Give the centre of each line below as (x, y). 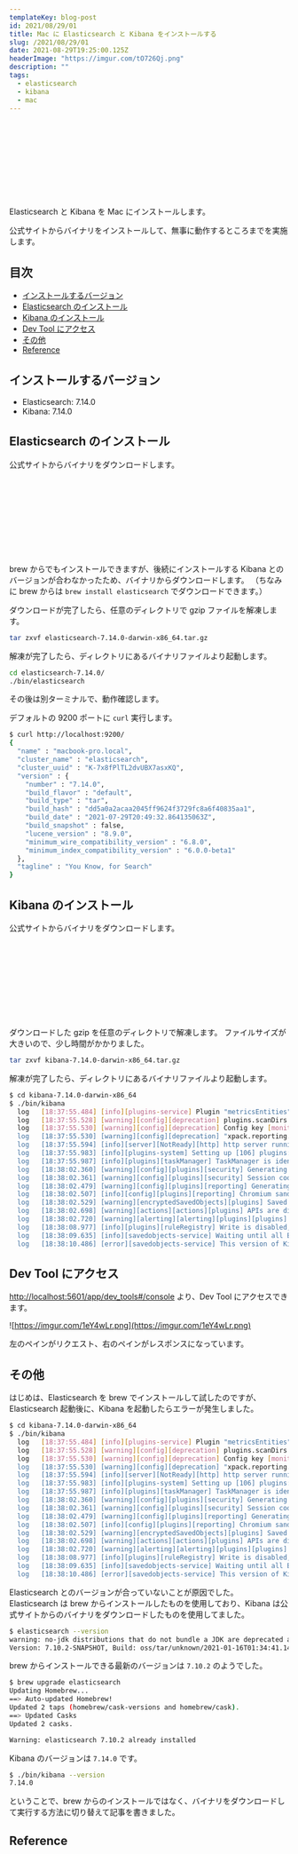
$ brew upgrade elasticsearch (65, 1683)
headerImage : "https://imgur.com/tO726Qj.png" (97, 59)
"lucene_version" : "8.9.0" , (79, 834)
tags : (19, 75)
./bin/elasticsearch (47, 681)
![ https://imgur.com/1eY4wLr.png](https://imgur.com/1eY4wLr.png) (130, 1326)
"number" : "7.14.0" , (65, 784)
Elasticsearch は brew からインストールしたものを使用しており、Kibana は (145, 1603)
